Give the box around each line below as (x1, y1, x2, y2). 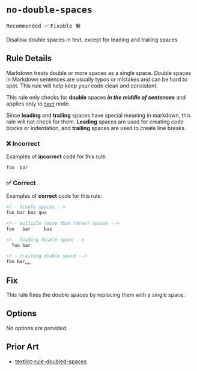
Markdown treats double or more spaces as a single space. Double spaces (6, 69, 192, 76)
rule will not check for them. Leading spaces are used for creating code (6, 118, 184, 125)
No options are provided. (6, 324, 68, 331)
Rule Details (6, 53, 52, 64)
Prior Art (6, 342, 39, 352)
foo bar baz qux (6, 210, 47, 216)
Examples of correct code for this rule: (6, 192, 102, 200)
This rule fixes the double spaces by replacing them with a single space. (6, 291, 185, 298)
